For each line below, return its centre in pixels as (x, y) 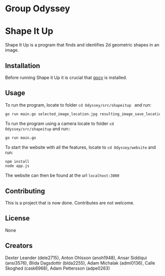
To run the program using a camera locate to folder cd (59, 123)
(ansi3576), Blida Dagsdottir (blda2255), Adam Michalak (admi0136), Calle (80, 263)
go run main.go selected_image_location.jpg (51, 114)
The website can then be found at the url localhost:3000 (62, 175)
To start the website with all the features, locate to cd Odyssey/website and (81, 147)
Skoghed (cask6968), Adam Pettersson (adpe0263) (58, 268)
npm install (17, 161)
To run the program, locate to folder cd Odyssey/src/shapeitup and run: (78, 105)
